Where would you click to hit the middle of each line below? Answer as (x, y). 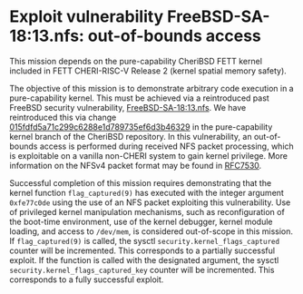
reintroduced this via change (63, 117)
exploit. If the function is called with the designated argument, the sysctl (144, 260)
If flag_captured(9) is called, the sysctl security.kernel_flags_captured (144, 240)
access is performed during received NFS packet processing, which (167, 146)
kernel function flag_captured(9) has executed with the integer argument (147, 192)
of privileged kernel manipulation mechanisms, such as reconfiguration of (147, 211)
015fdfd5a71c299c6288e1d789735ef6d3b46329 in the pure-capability (141, 127)
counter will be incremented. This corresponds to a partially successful (142, 250)
